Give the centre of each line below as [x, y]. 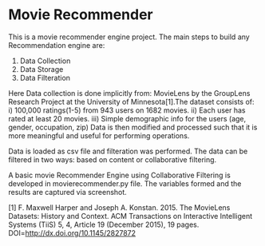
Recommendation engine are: [57, 45]
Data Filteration [45, 77]
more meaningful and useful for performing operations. [99, 135]
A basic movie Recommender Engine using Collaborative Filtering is [120, 175]
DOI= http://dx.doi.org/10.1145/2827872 [72, 232]
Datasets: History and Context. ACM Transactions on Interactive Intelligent [131, 216]
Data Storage [42, 69]
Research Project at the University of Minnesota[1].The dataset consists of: [131, 101]
